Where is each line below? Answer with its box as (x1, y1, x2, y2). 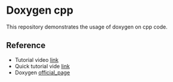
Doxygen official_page (14, 69, 70, 76)
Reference (6, 40, 46, 51)
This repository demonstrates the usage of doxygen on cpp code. (6, 23, 168, 30)
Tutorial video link (14, 56, 58, 63)
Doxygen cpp (6, 4, 73, 17)
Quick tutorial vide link (14, 62, 70, 70)
